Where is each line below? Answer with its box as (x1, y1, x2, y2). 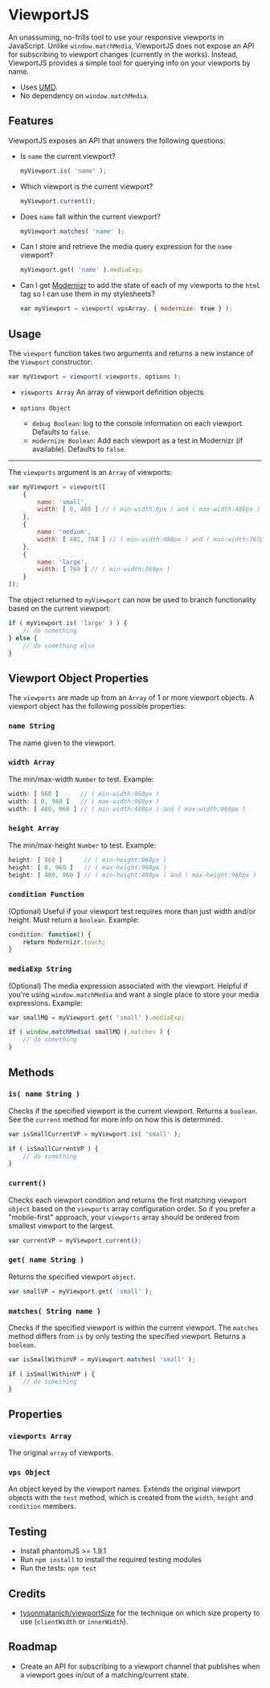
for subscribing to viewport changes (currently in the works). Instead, (8, 49, 239, 59)
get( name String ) (8, 1256, 84, 1265)
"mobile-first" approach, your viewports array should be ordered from (8, 1212, 239, 1222)
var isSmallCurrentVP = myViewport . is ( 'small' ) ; (8, 1130, 182, 1138)
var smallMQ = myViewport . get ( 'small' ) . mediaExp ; (8, 1014, 185, 1022)
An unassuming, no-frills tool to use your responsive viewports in (8, 32, 224, 42)
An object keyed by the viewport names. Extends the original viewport (8, 1484, 241, 1494)
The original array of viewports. (8, 1448, 114, 1457)
